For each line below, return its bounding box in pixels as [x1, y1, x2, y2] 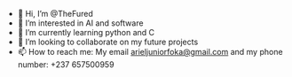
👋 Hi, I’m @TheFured [17, 9, 93, 19]
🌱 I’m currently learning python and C [17, 27, 155, 37]
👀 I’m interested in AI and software [17, 18, 144, 28]
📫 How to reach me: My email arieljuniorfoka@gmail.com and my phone [17, 47, 283, 57]
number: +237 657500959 [17, 59, 114, 70]
